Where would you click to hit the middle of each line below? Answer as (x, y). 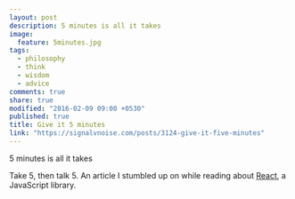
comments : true (37, 92)
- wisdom (33, 76)
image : (21, 34)
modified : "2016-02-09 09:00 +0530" (77, 108)
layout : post (33, 17)
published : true (39, 116)
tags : (19, 51)
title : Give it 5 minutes (57, 125)
